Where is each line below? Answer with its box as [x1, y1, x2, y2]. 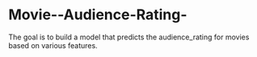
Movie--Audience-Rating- [8, 6, 187, 24]
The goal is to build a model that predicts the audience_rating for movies [8, 32, 250, 42]
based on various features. [8, 40, 99, 50]
